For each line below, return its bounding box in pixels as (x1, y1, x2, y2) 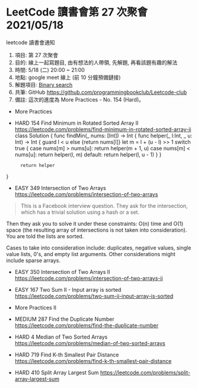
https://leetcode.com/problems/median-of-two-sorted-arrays (14, 339, 165, 346)
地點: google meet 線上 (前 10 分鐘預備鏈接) (14, 74, 121, 81)
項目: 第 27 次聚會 (14, 51, 59, 58)
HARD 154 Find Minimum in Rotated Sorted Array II (14, 119, 139, 127)
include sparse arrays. (6, 257, 61, 264)
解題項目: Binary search (14, 81, 73, 88)
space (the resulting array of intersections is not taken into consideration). (6, 226, 187, 234)
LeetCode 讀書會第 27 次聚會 (6, 5, 148, 19)
